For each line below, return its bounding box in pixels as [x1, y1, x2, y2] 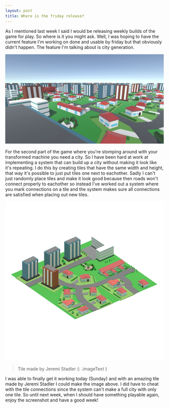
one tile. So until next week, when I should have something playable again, [5, 391, 159, 397]
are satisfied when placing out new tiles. [5, 191, 89, 197]
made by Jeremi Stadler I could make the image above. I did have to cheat [5, 381, 159, 387]
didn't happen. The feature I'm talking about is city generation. [5, 44, 135, 50]
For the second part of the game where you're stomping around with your [5, 148, 158, 155]
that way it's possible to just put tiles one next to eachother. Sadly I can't [5, 170, 156, 176]
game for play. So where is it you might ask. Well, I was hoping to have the [5, 33, 159, 39]
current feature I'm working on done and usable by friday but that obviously [5, 38, 162, 45]
